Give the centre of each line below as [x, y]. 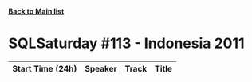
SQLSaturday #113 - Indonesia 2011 [126, 43]
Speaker [101, 68]
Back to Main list [36, 11]
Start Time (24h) [45, 68]
